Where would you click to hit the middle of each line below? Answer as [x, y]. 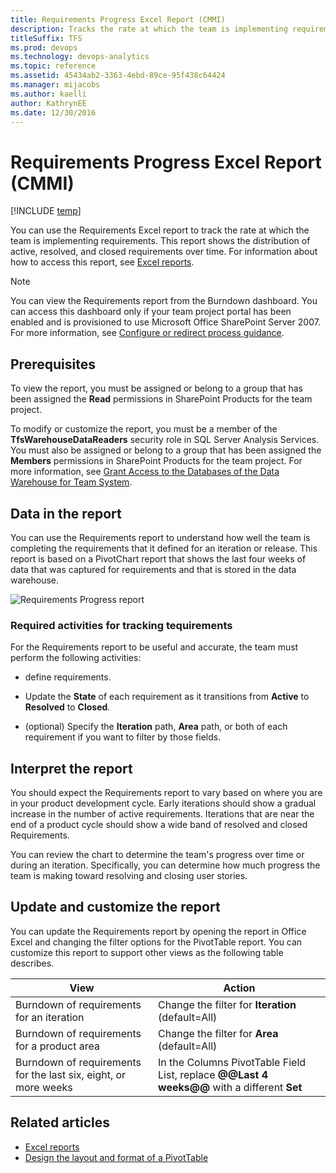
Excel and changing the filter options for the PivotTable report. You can [156, 942]
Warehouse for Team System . [71, 482]
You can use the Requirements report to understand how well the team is [160, 537]
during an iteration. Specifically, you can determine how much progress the [165, 865]
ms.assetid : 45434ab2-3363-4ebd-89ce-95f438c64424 [118, 76]
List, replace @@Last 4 [213, 1074]
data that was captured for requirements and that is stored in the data [153, 569]
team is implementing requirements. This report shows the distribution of [160, 241]
